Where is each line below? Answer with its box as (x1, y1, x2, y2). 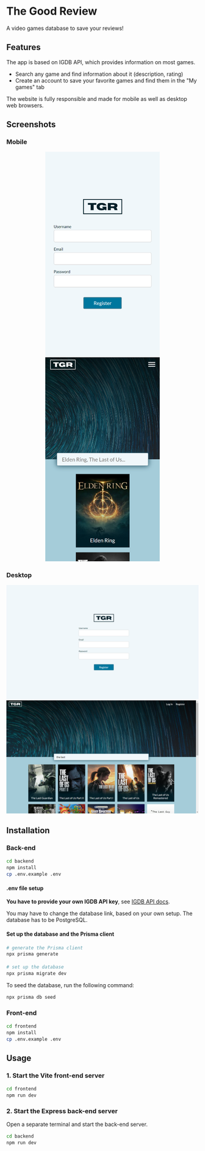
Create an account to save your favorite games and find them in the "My (15, 76, 197, 84)
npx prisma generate (6, 951, 59, 957)
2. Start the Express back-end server (6, 1107, 118, 1116)
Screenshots (6, 119, 56, 130)
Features (6, 42, 41, 53)
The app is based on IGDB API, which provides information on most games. (6, 58, 195, 65)
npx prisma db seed (6, 994, 56, 1000)
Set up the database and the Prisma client (6, 930, 115, 938)
